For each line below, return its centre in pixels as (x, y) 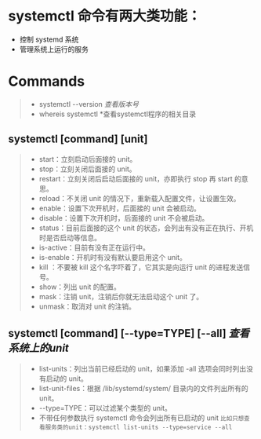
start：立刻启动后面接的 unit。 (88, 159)
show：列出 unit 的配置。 (80, 287)
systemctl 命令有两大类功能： (105, 16)
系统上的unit (38, 348)
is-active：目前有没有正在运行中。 (94, 247)
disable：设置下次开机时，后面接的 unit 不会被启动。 (124, 218)
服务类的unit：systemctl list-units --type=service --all (139, 427)
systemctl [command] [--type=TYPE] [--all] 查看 (129, 333)
